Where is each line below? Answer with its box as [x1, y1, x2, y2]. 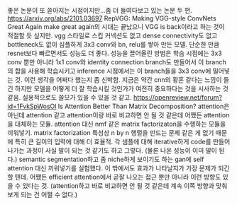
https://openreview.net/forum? [133, 93, 222, 101]
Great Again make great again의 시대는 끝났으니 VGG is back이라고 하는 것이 [7, 23, 225, 30]
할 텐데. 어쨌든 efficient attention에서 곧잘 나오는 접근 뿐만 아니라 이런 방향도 [7, 172, 221, 181]
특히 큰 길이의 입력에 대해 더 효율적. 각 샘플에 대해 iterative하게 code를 [14, 137, 211, 146]
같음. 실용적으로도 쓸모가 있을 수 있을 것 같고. [7, 93, 133, 101]
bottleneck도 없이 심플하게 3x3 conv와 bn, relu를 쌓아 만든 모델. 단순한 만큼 [7, 40, 220, 48]
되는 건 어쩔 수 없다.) [20, 190, 78, 199]
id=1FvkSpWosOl [7, 102, 57, 110]
